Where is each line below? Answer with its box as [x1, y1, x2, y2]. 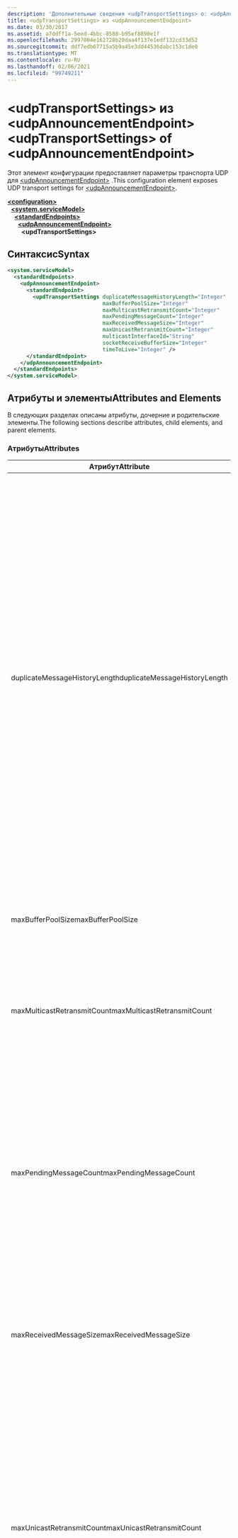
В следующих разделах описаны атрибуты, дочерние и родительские [7, 410, 220, 419]
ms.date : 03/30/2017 [7, 23, 69, 30]
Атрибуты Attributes [7, 443, 80, 453]
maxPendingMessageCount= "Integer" [102, 313, 204, 320]
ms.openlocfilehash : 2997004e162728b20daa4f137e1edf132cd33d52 [7, 37, 198, 44]
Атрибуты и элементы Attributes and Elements [7, 392, 222, 404]
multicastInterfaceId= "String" [102, 333, 195, 340]
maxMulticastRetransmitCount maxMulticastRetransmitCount [11, 1006, 212, 1016]
